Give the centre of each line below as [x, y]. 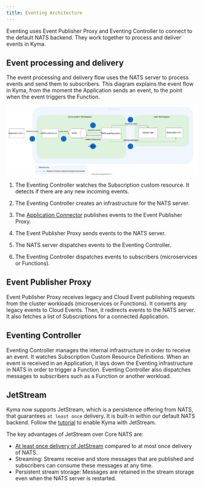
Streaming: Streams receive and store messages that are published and [104, 459]
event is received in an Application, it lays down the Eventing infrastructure [100, 363]
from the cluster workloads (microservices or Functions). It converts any [96, 303]
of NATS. [26, 452]
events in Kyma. [26, 44]
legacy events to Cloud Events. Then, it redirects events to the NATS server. [101, 309]
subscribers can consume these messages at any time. [84, 466]
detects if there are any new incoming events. [72, 192]
